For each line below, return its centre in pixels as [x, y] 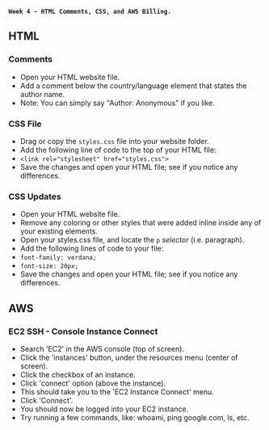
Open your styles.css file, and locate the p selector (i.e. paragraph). [132, 240]
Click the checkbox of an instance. [78, 374]
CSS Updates [35, 196]
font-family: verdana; [58, 258]
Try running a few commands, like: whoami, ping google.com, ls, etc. [134, 417]
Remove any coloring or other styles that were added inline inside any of [141, 223]
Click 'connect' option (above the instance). [93, 383]
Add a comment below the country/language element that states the [133, 86]
